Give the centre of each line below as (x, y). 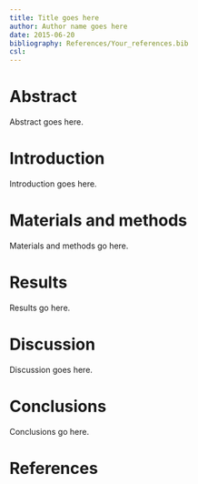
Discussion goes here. (51, 369)
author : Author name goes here (69, 26)
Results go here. (40, 308)
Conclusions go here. (49, 431)
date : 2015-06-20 (42, 35)
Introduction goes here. (53, 184)
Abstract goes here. (46, 122)
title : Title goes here (54, 18)
